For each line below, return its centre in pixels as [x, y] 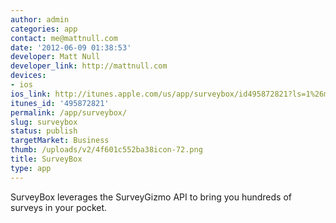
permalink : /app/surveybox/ [69, 112]
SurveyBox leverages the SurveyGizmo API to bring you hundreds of [151, 197]
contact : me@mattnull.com [64, 38]
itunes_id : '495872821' [60, 103]
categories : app [44, 29]
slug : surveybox [44, 122]
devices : [28, 76]
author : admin [40, 19]
